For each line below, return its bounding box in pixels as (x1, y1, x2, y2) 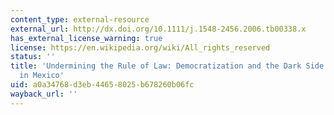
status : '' (10, 52, 56, 62)
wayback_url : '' (10, 89, 78, 99)
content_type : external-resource (10, 14, 150, 25)
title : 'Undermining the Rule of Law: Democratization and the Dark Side (10, 61, 325, 71)
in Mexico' (19, 71, 65, 81)
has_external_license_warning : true (10, 33, 163, 43)
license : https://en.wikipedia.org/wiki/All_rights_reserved (10, 42, 271, 53)
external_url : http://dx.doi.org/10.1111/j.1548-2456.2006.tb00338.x (10, 24, 307, 34)
